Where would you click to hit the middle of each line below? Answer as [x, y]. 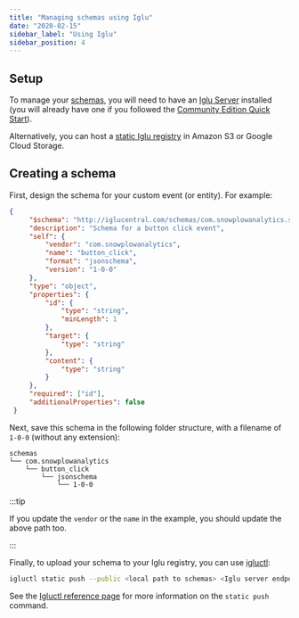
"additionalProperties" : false [87, 402]
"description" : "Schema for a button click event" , [127, 228]
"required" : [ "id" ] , [67, 394]
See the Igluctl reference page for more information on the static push [139, 596]
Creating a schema [63, 173]
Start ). [21, 119]
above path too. [38, 528]
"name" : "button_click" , [91, 253]
